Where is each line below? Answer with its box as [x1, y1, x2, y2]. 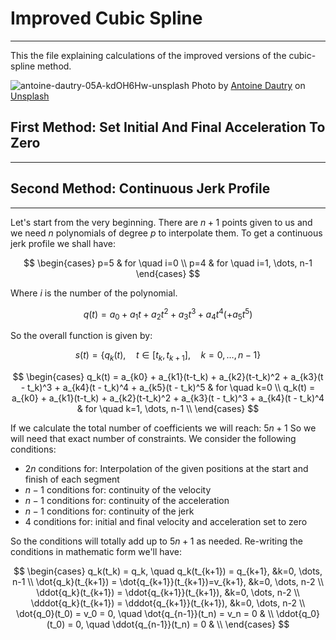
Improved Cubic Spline [10, 7, 203, 30]
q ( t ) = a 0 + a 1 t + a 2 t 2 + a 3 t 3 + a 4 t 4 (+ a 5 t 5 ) [83, 306, 253, 322]
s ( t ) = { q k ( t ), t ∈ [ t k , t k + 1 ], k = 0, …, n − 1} [74, 349, 262, 363]
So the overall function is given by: [10, 330, 153, 342]
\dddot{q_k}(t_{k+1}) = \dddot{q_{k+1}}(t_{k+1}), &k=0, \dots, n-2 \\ [30, 597, 306, 609]
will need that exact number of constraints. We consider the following [10, 432, 297, 444]
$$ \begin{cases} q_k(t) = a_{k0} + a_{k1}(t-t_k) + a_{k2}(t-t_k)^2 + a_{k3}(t [12, 370, 324, 382]
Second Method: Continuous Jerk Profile [10, 180, 271, 197]
